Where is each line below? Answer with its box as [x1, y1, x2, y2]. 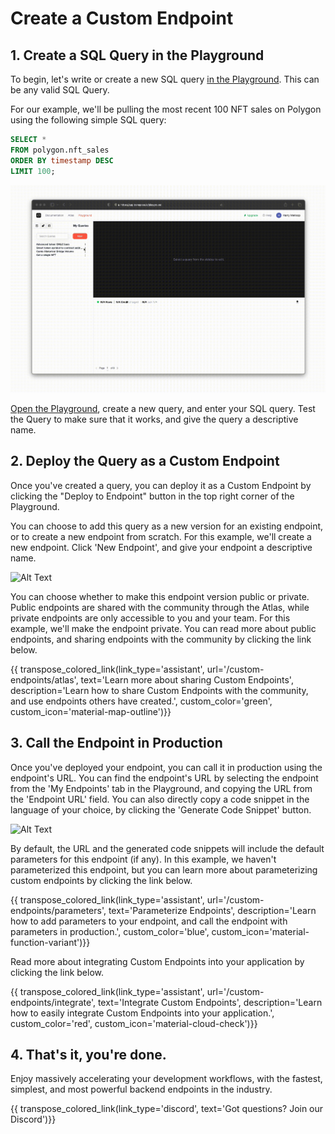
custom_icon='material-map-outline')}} [10, 705, 172, 717]
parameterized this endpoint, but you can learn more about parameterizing [10, 863, 318, 876]
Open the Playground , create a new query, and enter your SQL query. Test [10, 403, 316, 415]
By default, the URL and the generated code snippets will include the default [10, 842, 325, 854]
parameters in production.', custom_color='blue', [10, 925, 210, 937]
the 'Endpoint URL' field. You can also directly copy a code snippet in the [10, 793, 310, 805]
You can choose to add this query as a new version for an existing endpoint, [10, 520, 324, 532]
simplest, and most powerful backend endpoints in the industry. [10, 1083, 273, 1096]
